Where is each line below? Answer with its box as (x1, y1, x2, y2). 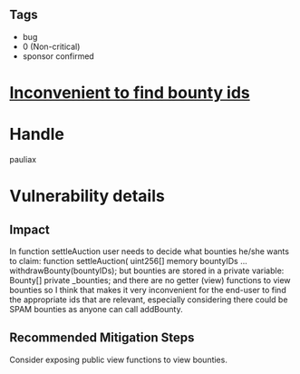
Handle (9, 124, 65, 144)
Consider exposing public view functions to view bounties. (9, 354, 228, 365)
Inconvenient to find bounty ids (9, 83, 251, 103)
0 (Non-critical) (22, 41, 81, 52)
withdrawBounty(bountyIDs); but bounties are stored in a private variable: (9, 265, 285, 276)
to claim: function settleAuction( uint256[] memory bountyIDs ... (9, 255, 247, 266)
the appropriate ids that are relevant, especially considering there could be (9, 294, 288, 305)
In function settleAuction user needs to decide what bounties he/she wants (9, 245, 290, 257)
